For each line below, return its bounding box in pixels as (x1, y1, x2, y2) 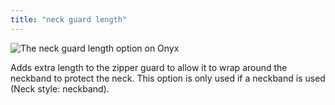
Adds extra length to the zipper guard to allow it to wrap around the (10, 61, 288, 73)
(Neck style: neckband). (10, 82, 110, 95)
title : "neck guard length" (10, 14, 128, 25)
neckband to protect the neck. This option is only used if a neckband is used (10, 72, 326, 84)
